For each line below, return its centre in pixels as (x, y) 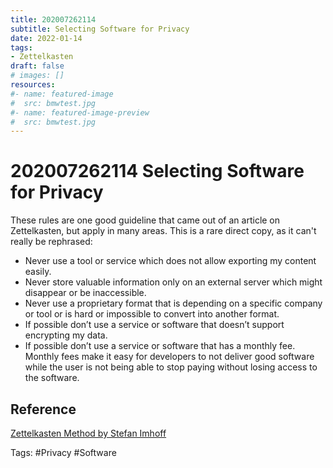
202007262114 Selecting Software (157, 171)
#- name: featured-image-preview (80, 112)
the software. (52, 378)
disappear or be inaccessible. (85, 293)
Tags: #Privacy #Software (63, 452)
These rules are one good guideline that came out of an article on (145, 220)
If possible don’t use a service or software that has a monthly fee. (160, 346)
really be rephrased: (51, 242)
